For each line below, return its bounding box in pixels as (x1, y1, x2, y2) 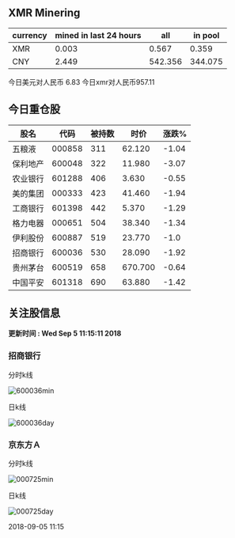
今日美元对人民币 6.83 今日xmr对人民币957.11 (8, 77, 155, 86)
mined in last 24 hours (55, 29, 142, 40)
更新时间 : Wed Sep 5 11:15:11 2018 (8, 328, 122, 339)
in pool (193, 29, 220, 40)
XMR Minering (8, 6, 81, 20)
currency (12, 29, 47, 40)
